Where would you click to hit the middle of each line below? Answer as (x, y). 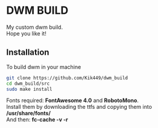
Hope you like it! (26, 33)
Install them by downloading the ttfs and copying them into (79, 107)
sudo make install (29, 89)
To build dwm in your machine (44, 67)
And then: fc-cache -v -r (37, 120)
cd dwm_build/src (28, 84)
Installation (28, 53)
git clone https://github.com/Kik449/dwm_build (67, 78)
